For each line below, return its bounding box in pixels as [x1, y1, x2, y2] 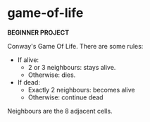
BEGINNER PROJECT [7, 28, 69, 37]
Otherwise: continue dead [27, 93, 104, 102]
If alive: [17, 55, 39, 64]
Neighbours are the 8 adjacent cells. [7, 106, 113, 115]
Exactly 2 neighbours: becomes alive [27, 85, 135, 94]
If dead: [17, 78, 41, 86]
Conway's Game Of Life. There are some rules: [7, 42, 144, 50]
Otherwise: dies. [27, 71, 76, 79]
